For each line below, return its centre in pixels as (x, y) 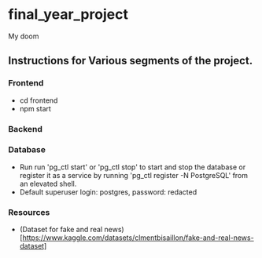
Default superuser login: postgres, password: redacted (108, 192)
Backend (26, 129)
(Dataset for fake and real (61, 230)
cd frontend (39, 100)
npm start (35, 108)
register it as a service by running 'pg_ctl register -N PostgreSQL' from (134, 175)
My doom (24, 36)
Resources (29, 212)
